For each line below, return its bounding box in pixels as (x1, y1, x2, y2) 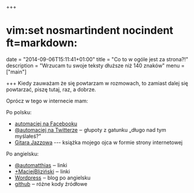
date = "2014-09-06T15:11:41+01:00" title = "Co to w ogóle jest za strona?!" (6, 55, 189, 62)
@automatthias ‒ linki (14, 161, 68, 168)
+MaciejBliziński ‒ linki (14, 168, 71, 175)
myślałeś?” (14, 132, 41, 139)
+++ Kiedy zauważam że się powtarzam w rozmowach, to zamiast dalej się (6, 79, 188, 86)
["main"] (6, 68, 27, 75)
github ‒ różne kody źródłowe (14, 180, 88, 187)
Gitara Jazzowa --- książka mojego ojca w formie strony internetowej (14, 139, 183, 146)
